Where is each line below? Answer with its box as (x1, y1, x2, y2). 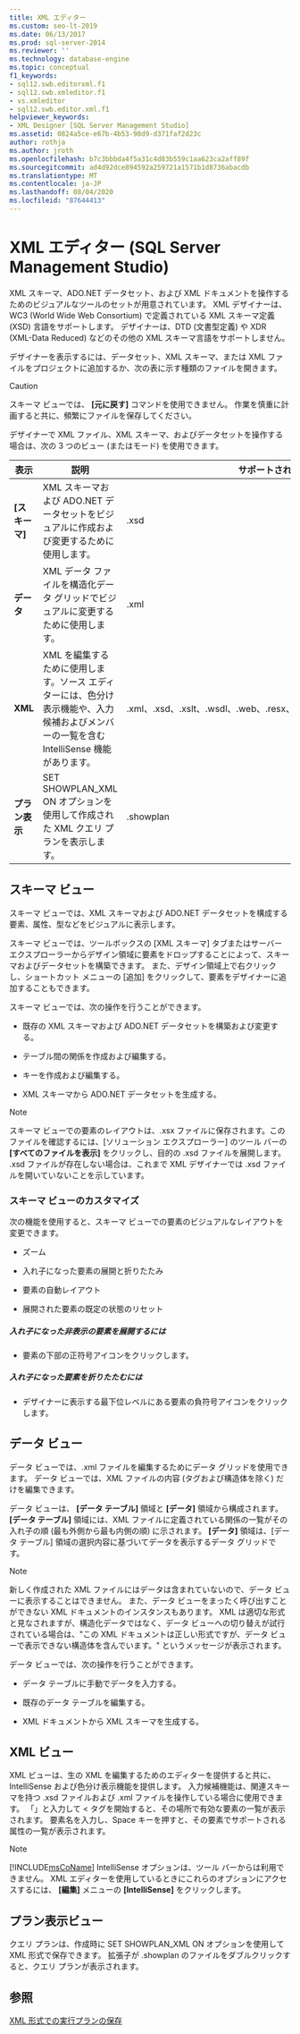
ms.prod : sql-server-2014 (9, 38, 105, 47)
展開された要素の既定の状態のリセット (21, 1303, 163, 1314)
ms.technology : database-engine (9, 55, 129, 64)
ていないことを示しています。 (39, 1169, 149, 1181)
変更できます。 (9, 1227, 64, 1238)
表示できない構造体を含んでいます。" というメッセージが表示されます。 (24, 1640, 287, 1650)
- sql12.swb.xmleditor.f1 (9, 88, 105, 97)
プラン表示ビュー (9, 1913, 104, 1928)
